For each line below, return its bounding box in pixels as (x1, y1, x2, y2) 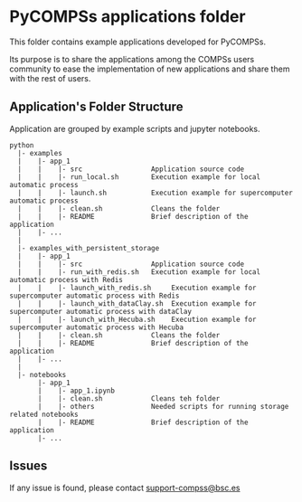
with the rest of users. (9, 72, 91, 83)
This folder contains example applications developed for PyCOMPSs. (9, 36, 267, 47)
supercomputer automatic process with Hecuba (9, 323, 184, 332)
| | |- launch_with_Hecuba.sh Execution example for (17, 315, 257, 324)
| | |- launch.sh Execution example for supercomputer (17, 188, 294, 197)
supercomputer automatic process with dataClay (9, 307, 193, 316)
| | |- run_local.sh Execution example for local (17, 172, 260, 182)
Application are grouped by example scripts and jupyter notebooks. (9, 123, 260, 134)
